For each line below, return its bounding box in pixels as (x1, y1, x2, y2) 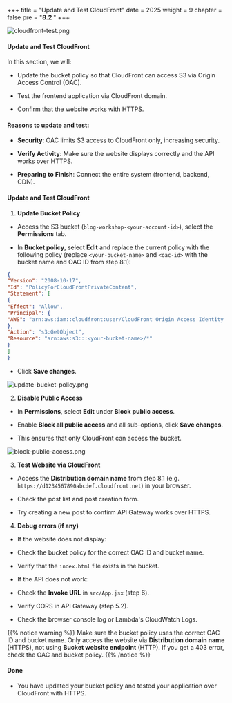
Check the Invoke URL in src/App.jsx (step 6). (17, 588, 150, 597)
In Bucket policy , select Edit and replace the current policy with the (17, 243, 210, 251)
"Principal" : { (7, 309, 51, 316)
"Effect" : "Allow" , (7, 303, 64, 310)
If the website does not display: (17, 535, 107, 543)
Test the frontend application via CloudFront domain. (17, 92, 168, 100)
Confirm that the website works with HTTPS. (17, 105, 144, 113)
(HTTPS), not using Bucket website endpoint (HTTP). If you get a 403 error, (7, 643, 224, 651)
